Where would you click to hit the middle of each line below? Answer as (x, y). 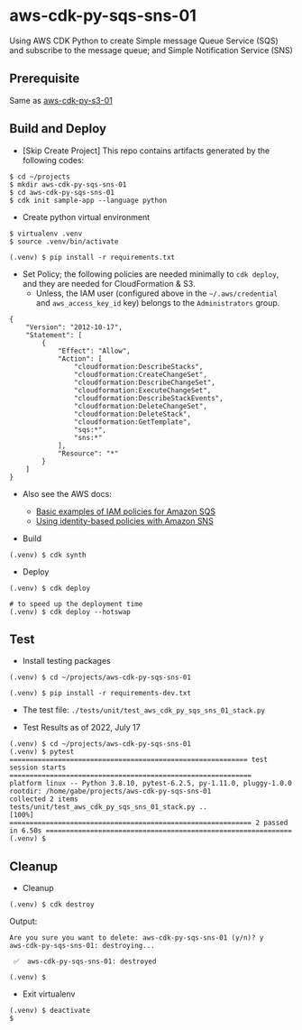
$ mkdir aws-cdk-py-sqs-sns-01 (68, 184)
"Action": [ (80, 359)
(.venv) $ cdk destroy (52, 905)
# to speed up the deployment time (76, 604)
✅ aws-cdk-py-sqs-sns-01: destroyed (85, 961)
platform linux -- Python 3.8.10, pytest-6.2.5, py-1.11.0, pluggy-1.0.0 (151, 784)
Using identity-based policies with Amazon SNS (124, 520)
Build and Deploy (58, 129)
